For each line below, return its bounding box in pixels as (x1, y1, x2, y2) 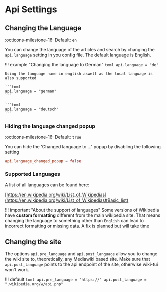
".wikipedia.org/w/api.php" (5, 282, 64, 287)
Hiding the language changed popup (5, 122, 96, 129)
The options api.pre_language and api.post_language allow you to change (5, 251, 158, 257)
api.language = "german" (5, 89, 57, 94)
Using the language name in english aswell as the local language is (5, 71, 153, 76)
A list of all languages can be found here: (5, 182, 90, 188)
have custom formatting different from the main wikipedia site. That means (5, 212, 161, 218)
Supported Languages (5, 171, 61, 178)
